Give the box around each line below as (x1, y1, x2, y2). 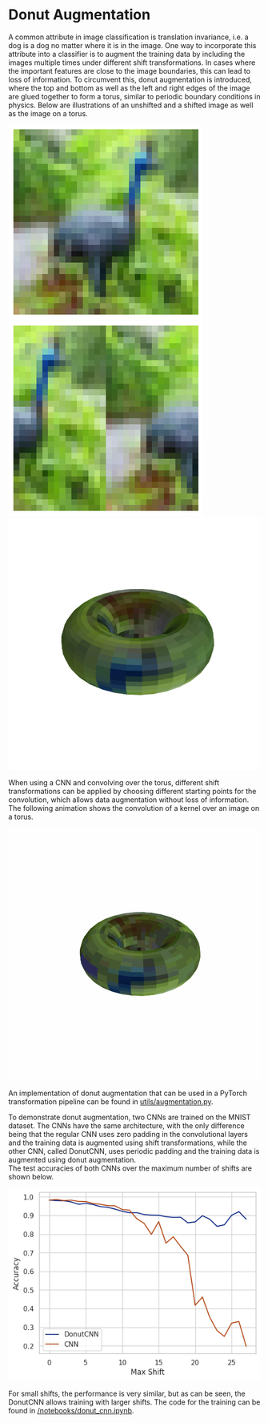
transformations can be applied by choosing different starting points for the (8, 786, 257, 796)
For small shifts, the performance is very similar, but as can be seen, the (8, 1389, 246, 1399)
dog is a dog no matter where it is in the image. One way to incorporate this (8, 40, 257, 50)
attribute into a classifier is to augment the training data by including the (8, 49, 246, 58)
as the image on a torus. (8, 108, 88, 118)
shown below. (8, 1171, 54, 1181)
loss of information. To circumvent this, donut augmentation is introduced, (8, 75, 252, 84)
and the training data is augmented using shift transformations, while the (8, 1138, 248, 1147)
